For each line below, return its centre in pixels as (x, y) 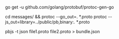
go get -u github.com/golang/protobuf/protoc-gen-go (59, 7)
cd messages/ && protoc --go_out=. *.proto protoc (56, 17)
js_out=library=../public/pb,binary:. (40, 22)
